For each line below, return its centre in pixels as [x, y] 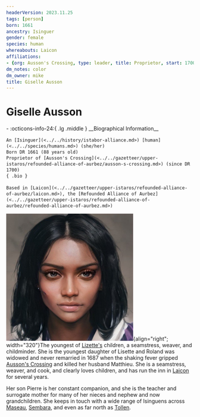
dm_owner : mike [25, 75]
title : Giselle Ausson [34, 82]
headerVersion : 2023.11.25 [40, 13]
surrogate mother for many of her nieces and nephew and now [83, 395]
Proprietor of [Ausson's [37, 158]
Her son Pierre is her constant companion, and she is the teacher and [91, 388]
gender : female [25, 38]
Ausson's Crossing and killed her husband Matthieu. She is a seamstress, [96, 365]
